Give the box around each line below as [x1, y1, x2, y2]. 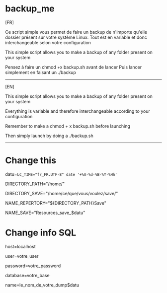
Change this [5, 155, 56, 166]
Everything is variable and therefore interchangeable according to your [5, 108, 150, 114]
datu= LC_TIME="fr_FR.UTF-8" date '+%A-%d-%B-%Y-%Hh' [5, 171, 118, 177]
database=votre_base [5, 272, 50, 278]
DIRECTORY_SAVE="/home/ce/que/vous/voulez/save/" [5, 190, 118, 196]
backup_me [5, 3, 55, 14]
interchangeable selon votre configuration [5, 39, 91, 45]
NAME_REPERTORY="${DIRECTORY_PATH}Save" [5, 200, 107, 206]
